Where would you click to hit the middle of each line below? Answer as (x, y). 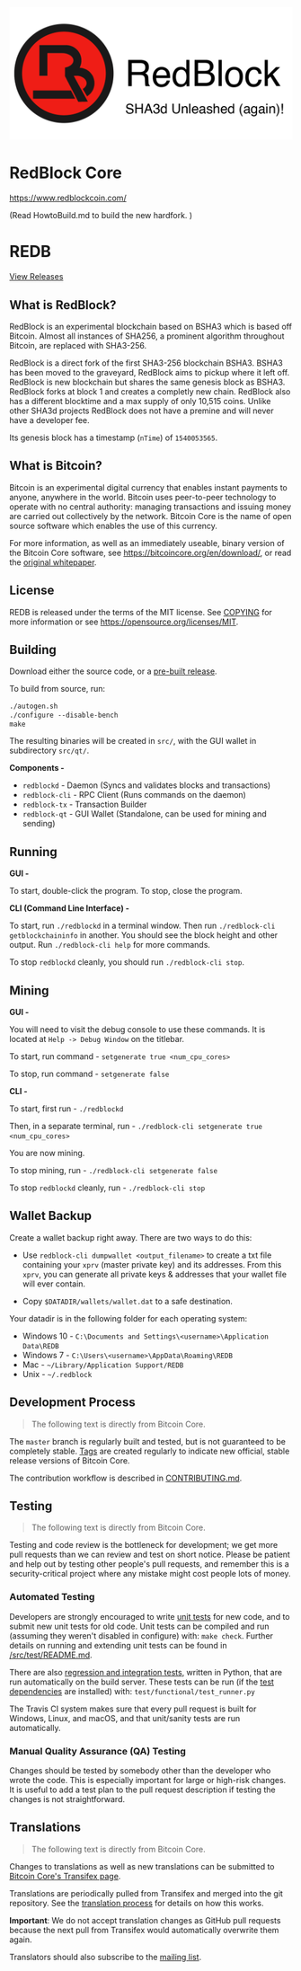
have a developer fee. (49, 420)
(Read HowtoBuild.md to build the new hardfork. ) (101, 216)
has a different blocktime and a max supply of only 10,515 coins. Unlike (140, 401)
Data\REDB (41, 1346)
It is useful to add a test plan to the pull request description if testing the (142, 1790)
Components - (37, 768)
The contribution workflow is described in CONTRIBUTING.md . (126, 1478)
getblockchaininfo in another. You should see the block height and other (144, 935)
